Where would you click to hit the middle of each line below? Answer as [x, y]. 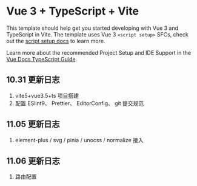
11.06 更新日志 [33, 161]
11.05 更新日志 [33, 124]
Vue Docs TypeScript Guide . [42, 59]
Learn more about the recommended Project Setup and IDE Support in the [99, 52]
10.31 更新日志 [33, 80]
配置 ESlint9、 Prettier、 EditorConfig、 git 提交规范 [79, 103]
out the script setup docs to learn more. [56, 41]
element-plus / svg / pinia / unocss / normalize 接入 [79, 140]
